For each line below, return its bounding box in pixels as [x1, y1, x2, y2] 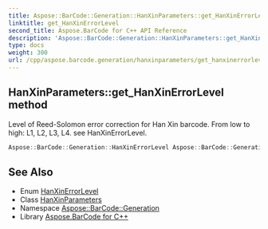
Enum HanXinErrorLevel [19, 187, 99, 196]
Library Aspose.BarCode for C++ [19, 212, 129, 222]
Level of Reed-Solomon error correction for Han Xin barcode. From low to [8, 119, 250, 128]
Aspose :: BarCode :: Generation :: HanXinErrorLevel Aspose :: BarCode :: [8, 143, 234, 152]
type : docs [8, 41, 45, 49]
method [8, 98, 48, 112]
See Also [8, 165, 53, 179]
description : [8, 34, 52, 42]
